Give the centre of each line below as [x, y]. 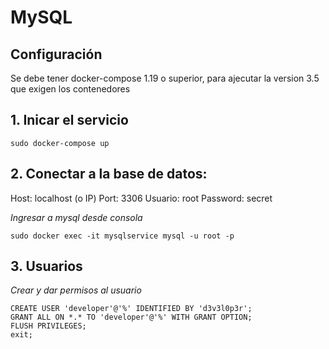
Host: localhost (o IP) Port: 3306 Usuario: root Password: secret [141, 198]
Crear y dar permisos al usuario [76, 290]
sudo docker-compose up [60, 143]
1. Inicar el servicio [69, 120]
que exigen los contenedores [70, 89]
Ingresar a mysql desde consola [76, 217]
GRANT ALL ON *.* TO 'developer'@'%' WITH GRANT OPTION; [131, 317]
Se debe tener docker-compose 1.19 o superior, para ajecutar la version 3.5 [165, 78]
